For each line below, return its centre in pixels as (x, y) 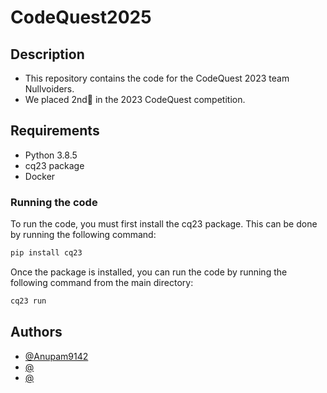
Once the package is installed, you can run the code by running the (149, 272)
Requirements (55, 131)
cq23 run (28, 301)
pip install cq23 (46, 253)
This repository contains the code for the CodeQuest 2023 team (157, 78)
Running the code (54, 202)
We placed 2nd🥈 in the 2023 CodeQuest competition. (135, 99)
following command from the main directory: (102, 282)
